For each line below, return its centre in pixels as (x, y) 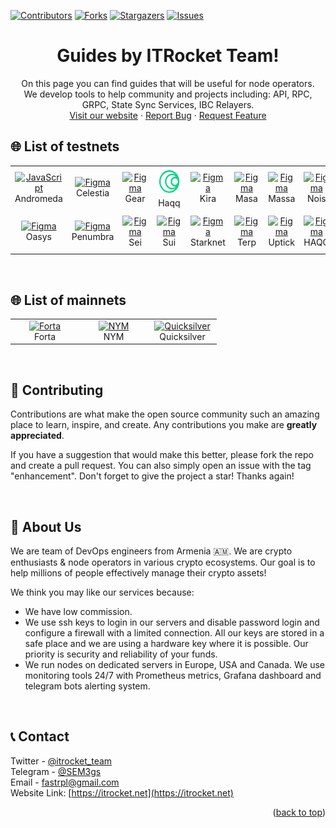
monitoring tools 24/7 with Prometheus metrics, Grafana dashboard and (173, 675)
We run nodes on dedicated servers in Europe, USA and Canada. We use (174, 664)
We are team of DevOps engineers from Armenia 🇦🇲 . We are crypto (151, 551)
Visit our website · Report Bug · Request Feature (168, 115)
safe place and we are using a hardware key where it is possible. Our (166, 643)
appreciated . (37, 436)
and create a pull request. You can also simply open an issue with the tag (161, 466)
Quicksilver (182, 336)
